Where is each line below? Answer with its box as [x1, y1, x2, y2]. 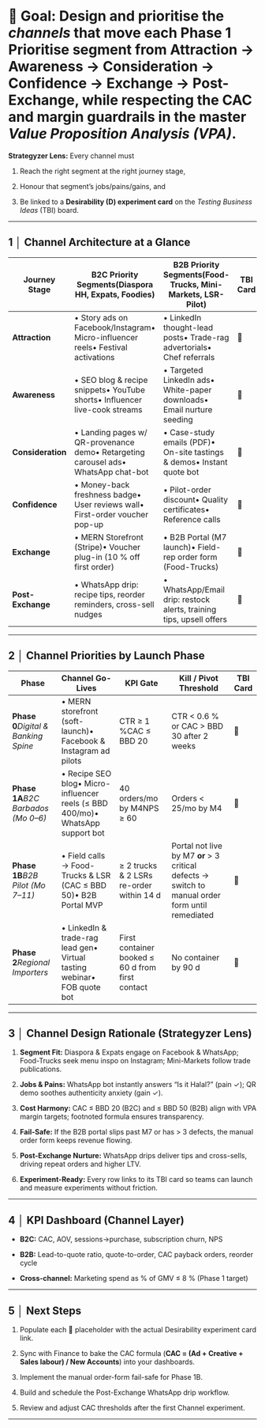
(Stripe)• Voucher [74, 541, 140, 552]
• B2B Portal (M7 [162, 532, 227, 543]
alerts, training [162, 604, 217, 615]
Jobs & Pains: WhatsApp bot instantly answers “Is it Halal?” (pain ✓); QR [19, 1080, 256, 1089]
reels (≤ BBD [61, 797, 109, 809]
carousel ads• [74, 456, 127, 468]
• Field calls [61, 850, 106, 861]
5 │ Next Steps [8, 1304, 82, 1317]
